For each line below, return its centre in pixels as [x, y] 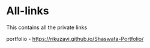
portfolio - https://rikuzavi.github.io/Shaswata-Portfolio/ [75, 39]
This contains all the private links [47, 27]
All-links [28, 11]
